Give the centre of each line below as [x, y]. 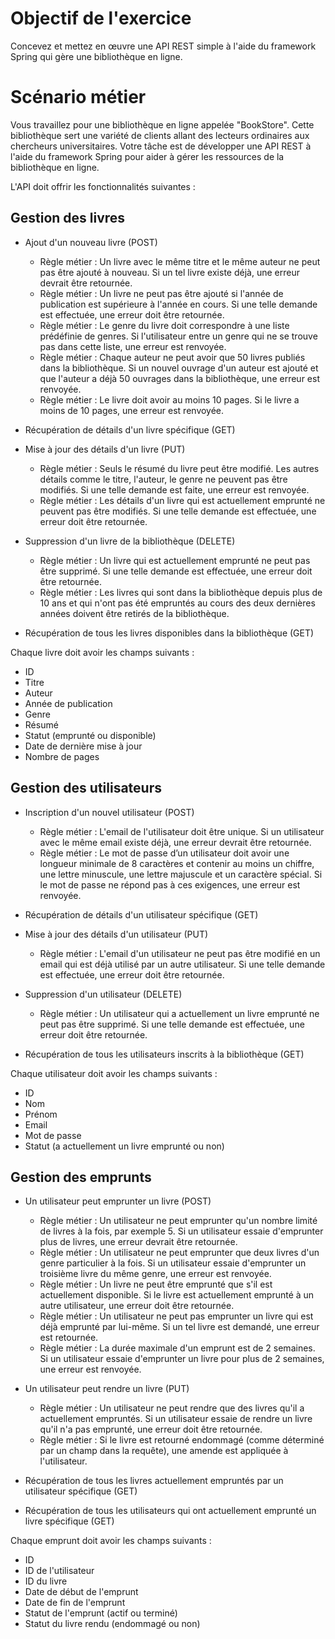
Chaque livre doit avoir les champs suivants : [102, 652]
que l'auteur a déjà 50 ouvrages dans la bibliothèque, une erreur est [179, 378]
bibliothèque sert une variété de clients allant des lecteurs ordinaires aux [160, 135]
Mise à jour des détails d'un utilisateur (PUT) [116, 934]
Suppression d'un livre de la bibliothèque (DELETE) [130, 541]
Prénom [41, 1114]
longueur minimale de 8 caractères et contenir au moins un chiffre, [177, 863]
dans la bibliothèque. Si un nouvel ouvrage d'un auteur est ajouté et [179, 368]
